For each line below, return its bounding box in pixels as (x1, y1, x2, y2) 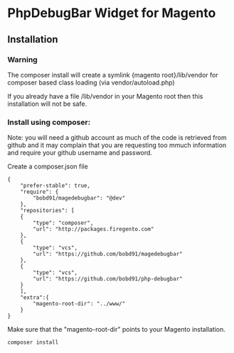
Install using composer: (7, 117, 91, 127)
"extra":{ (20, 294, 50, 301)
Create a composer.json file (7, 162, 88, 171)
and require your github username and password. (7, 148, 153, 157)
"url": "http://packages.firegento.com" (33, 226, 154, 233)
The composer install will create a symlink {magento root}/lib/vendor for (7, 70, 218, 79)
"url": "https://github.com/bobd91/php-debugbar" (33, 276, 183, 283)
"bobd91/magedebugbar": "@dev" (33, 195, 126, 202)
